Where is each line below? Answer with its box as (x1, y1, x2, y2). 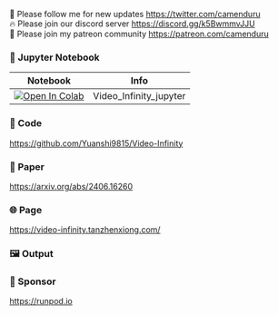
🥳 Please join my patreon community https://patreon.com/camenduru (9, 28, 270, 39)
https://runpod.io (9, 296, 73, 307)
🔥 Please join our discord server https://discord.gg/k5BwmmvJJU (9, 18, 256, 29)
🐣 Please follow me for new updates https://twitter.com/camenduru (9, 9, 261, 19)
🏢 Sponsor (9, 275, 56, 288)
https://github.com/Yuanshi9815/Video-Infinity (9, 137, 184, 149)
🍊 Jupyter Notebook (9, 51, 100, 64)
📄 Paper (9, 160, 45, 172)
